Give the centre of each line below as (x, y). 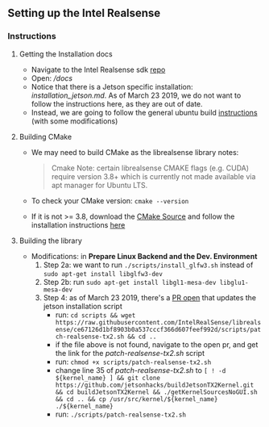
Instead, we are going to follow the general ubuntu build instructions (145, 112)
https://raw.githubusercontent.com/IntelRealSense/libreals (158, 322)
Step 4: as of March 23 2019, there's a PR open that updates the (150, 297)
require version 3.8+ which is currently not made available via (153, 176)
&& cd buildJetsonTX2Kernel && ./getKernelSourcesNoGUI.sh (157, 392)
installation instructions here (78, 224)
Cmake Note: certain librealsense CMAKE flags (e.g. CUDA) (150, 168)
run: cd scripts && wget (95, 315)
